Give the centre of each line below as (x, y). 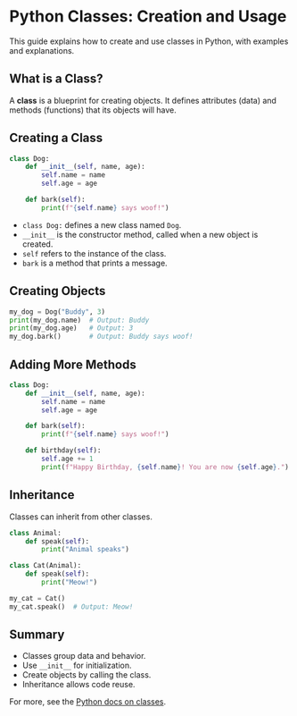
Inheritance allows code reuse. (78, 685)
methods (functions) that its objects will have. (93, 110)
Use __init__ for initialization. (77, 665)
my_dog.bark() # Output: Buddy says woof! (101, 337)
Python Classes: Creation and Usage (148, 17)
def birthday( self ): (63, 451)
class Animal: (36, 533)
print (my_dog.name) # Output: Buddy (79, 320)
